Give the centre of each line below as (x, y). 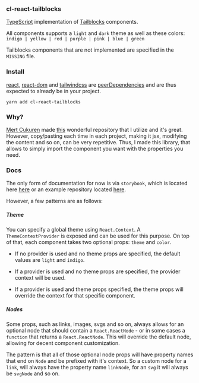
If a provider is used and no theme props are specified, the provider (97, 271)
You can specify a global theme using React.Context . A (73, 230)
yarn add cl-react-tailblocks (44, 102)
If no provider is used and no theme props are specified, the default (97, 254)
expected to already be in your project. (53, 91)
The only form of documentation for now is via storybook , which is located (97, 183)
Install (15, 72)
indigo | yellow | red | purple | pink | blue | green (75, 39)
